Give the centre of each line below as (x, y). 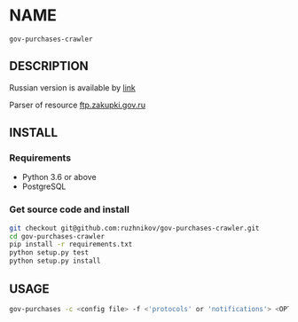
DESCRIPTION (49, 66)
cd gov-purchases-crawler (57, 236)
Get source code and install (70, 209)
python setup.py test (49, 253)
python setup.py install (55, 261)
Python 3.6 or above (59, 177)
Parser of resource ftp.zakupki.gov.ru (78, 105)
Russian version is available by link (72, 87)
